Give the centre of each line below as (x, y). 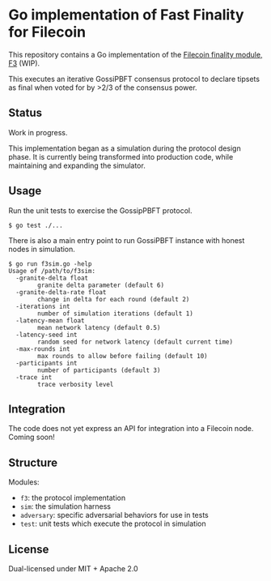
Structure (33, 462)
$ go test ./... (36, 225)
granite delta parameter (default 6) (101, 285)
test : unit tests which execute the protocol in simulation (113, 523)
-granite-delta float (52, 278)
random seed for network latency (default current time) (135, 342)
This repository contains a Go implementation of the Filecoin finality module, (135, 54)
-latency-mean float (50, 320)
